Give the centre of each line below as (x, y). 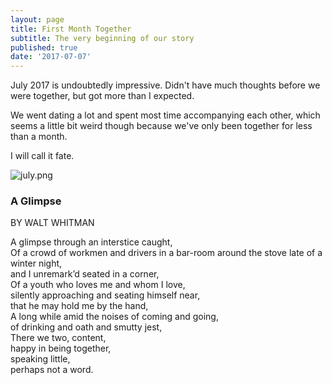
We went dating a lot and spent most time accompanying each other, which (165, 115)
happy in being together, (61, 348)
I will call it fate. (42, 156)
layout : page (37, 19)
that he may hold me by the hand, (79, 306)
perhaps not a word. (52, 370)
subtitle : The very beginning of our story (102, 38)
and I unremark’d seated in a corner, (85, 274)
